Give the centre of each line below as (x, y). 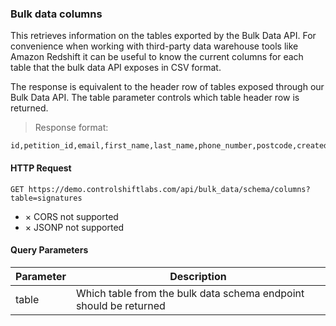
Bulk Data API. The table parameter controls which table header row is (155, 98)
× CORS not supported (71, 216)
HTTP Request (41, 168)
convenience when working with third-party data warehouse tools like (154, 46)
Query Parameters (49, 250)
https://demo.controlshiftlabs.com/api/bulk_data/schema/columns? (169, 189)
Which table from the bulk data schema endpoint (190, 293)
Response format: (71, 128)
